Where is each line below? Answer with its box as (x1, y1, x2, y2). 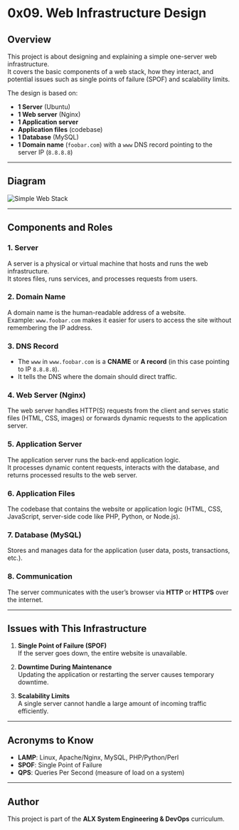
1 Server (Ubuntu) (17, 103, 71, 111)
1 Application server (17, 118, 79, 126)
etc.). (7, 554, 23, 562)
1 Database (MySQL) (17, 133, 80, 141)
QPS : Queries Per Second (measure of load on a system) (17, 768, 185, 777)
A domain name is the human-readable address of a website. (7, 308, 186, 316)
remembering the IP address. (7, 323, 92, 332)
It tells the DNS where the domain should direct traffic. (17, 373, 178, 381)
